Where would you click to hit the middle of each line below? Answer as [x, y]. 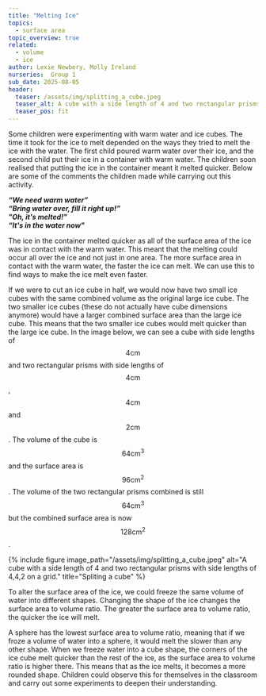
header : [21, 89]
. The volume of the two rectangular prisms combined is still [106, 492]
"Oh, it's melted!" [38, 217]
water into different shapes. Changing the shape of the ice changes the [124, 600]
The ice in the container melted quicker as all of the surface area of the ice [130, 240]
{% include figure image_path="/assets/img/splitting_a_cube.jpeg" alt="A [127, 559]
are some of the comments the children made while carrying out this [120, 176]
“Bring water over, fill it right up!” [65, 208]
